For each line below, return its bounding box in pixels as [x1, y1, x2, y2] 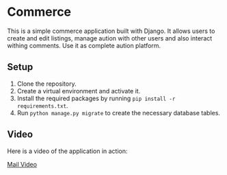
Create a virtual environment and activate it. [16, 86, 141, 95]
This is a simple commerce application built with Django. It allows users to [7, 27, 215, 35]
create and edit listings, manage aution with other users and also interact [7, 34, 213, 42]
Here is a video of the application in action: [7, 147, 128, 155]
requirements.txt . [16, 101, 68, 110]
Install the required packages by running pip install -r [16, 94, 176, 102]
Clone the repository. [16, 80, 77, 88]
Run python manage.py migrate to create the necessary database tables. [16, 108, 221, 117]
